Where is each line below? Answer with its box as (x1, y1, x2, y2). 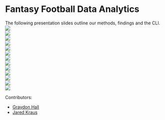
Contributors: (5, 94, 32, 100)
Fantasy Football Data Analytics (5, 3, 140, 15)
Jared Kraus (12, 109, 38, 115)
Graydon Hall (12, 104, 39, 110)
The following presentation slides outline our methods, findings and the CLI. (5, 20, 161, 26)
